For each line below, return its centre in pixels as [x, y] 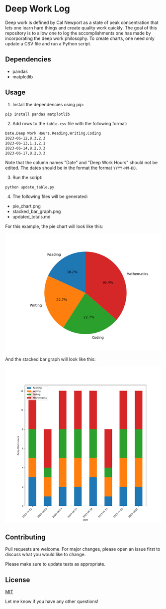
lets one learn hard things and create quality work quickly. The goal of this [81, 27]
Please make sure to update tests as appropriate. [55, 564]
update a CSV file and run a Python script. [48, 43]
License [18, 580]
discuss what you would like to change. [45, 555]
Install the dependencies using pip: [48, 104]
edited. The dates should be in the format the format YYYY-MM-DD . [71, 168]
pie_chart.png [26, 206]
